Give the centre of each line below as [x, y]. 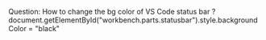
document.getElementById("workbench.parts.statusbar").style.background [133, 20]
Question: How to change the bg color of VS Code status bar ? [112, 12]
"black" [48, 28]
